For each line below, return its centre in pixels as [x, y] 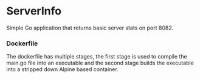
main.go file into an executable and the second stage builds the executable [100, 63]
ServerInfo [34, 11]
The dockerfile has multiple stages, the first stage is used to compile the [97, 57]
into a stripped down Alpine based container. [62, 69]
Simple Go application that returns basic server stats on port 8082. [90, 28]
